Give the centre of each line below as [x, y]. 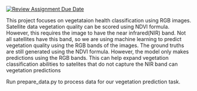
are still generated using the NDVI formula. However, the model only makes [98, 52]
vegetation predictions [33, 70]
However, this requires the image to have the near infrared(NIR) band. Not [96, 33]
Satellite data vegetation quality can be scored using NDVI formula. [88, 27]
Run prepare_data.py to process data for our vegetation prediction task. [93, 82]
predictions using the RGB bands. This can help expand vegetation [87, 58]
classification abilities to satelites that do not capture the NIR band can [92, 64]
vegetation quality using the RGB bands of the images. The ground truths [95, 45]
